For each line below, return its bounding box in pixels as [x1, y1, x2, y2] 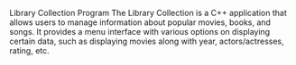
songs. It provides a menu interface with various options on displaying [9, 27, 271, 37]
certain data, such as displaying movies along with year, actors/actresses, [9, 36, 284, 46]
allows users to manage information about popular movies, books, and [9, 17, 271, 28]
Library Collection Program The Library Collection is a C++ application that [9, 8, 287, 18]
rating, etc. [9, 45, 50, 56]
